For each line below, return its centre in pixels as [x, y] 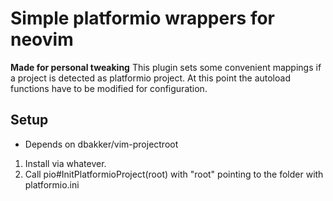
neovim [42, 39]
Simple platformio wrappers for [143, 18]
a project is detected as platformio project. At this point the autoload [150, 78]
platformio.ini [52, 184]
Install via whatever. [65, 163]
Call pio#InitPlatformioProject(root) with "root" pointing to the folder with [174, 174]
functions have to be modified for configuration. [109, 88]
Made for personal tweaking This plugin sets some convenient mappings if [166, 67]
